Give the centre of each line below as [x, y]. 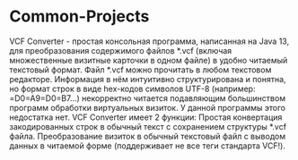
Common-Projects [79, 17]
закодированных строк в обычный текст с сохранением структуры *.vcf [148, 126]
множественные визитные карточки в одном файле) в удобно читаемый [149, 60]
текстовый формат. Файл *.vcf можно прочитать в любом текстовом [140, 70]
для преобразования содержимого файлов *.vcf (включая [121, 50]
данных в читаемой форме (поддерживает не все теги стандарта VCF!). [147, 146]
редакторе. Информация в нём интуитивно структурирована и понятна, [148, 79]
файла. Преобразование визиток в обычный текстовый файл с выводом [147, 136]
